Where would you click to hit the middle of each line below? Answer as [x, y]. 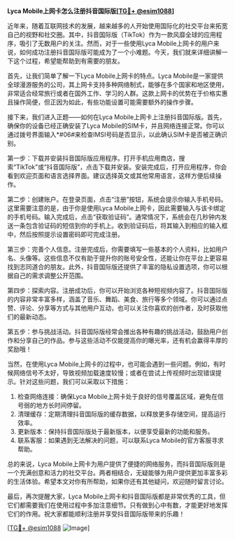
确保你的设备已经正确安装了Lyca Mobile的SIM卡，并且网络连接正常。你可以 [116, 126]
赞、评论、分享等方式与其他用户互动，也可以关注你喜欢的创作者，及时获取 [114, 308]
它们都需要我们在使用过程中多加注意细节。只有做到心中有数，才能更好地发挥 [117, 505]
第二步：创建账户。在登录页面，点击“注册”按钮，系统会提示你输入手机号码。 [117, 199]
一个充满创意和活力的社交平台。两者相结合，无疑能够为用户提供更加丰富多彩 [117, 473]
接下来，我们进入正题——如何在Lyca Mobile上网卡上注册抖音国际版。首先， [116, 117]
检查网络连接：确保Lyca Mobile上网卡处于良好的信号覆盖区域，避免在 [117, 396]
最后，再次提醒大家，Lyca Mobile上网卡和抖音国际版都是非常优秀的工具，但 [116, 496]
